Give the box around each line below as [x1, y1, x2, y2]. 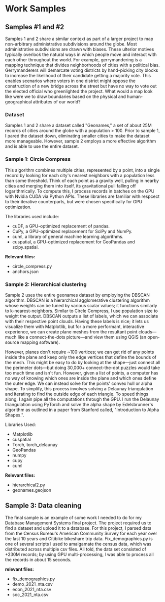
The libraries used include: [5, 213, 59, 219]
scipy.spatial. [12, 244, 39, 250]
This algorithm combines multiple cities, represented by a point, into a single [5, 167, 160, 173]
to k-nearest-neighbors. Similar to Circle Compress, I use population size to [5, 308, 158, 314]
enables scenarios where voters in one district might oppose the [5, 78, 136, 84]
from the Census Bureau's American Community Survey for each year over [5, 530, 158, 536]
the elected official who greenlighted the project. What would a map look [5, 89, 153, 94]
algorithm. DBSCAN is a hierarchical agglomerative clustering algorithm [5, 297, 150, 303]
